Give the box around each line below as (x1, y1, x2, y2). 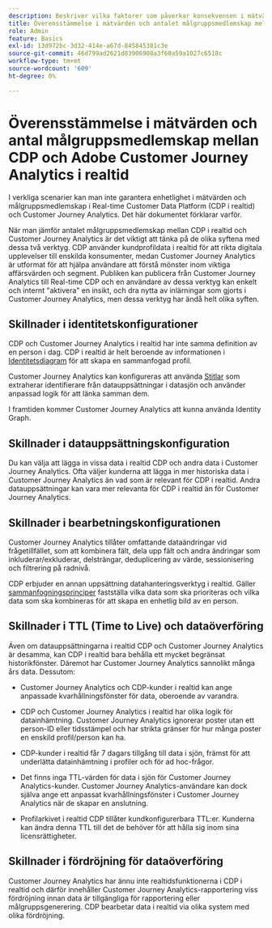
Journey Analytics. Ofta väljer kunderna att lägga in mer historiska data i (8, 467, 249, 477)
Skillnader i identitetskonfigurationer (8, 317, 198, 331)
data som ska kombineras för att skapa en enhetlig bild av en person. (8, 596, 239, 605)
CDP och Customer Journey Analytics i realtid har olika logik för (19, 706, 233, 716)
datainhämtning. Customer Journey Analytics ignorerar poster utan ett (19, 715, 255, 725)
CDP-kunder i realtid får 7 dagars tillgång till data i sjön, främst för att (19, 748, 251, 757)
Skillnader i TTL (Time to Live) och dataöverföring (8, 620, 264, 633)
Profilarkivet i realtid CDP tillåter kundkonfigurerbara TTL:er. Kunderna (19, 814, 255, 824)
